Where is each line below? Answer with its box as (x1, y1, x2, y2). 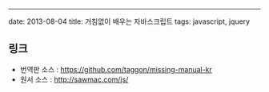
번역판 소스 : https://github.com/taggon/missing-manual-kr (19, 64, 212, 74)
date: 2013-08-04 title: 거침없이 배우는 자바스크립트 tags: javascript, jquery (8, 17, 251, 26)
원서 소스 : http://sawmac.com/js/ (19, 75, 129, 84)
